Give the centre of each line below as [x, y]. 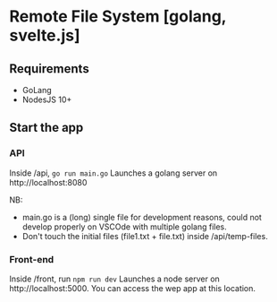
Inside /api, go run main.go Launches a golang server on [113, 173]
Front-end [32, 259]
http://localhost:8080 [48, 182]
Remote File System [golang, [118, 17]
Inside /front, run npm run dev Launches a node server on [115, 279]
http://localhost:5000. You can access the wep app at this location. [133, 288]
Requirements [49, 69]
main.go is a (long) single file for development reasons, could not [142, 217]
